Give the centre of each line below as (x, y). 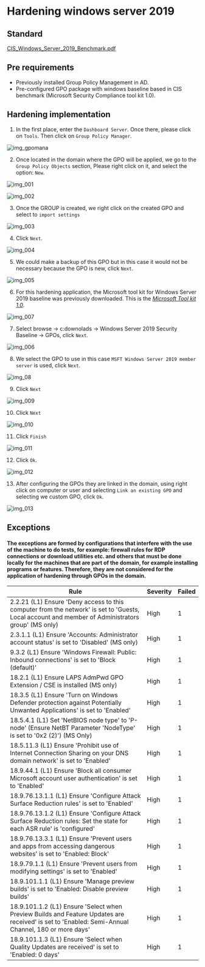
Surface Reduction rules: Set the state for (69, 821)
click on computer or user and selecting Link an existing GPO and (99, 490)
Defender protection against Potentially (66, 702)
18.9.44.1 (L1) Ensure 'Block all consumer (71, 771)
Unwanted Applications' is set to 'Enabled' (71, 710)
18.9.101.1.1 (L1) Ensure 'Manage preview (72, 881)
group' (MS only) (34, 625)
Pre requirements (41, 68)
